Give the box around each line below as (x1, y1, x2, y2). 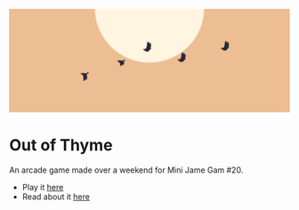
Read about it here (21, 191, 91, 202)
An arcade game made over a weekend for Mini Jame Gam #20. (9, 165, 244, 175)
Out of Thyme (9, 135, 113, 156)
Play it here (21, 182, 64, 192)
